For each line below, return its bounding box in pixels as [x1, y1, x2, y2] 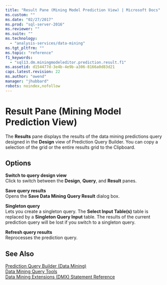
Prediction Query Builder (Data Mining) [5, 263, 87, 269]
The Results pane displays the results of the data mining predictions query [5, 133, 162, 139]
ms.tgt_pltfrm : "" [5, 45, 44, 51]
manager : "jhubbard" [5, 79, 49, 84]
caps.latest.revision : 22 [5, 69, 60, 75]
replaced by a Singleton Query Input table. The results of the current [5, 214, 151, 220]
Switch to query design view [5, 172, 67, 179]
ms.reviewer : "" [5, 27, 40, 32]
